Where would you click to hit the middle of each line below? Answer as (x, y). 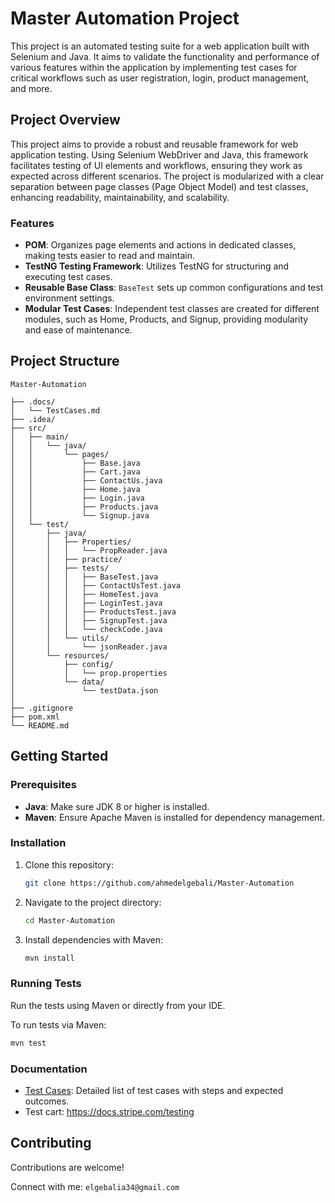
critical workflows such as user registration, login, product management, (160, 78)
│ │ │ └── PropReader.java (89, 550)
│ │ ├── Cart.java (75, 472)
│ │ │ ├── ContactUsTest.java (96, 585)
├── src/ (28, 428)
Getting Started (59, 756)
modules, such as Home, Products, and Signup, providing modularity (166, 319)
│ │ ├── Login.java (77, 498)
